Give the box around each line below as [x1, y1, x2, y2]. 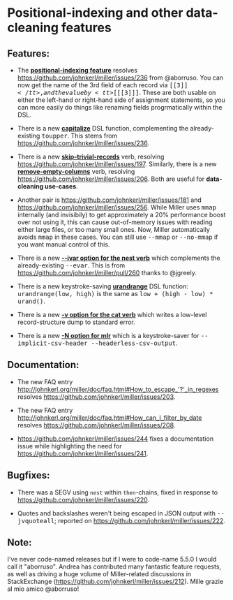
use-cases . [44, 182, 78, 190]
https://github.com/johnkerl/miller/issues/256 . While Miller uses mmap [17, 203, 217, 211]
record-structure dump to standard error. [17, 318, 136, 326]
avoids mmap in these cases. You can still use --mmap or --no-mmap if [17, 233, 218, 241]
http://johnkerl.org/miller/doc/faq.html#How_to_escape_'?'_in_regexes [17, 385, 219, 393]
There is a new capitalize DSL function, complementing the [17, 124, 189, 132]
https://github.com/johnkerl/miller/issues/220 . [17, 495, 150, 504]
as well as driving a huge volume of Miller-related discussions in [7, 570, 192, 578]
